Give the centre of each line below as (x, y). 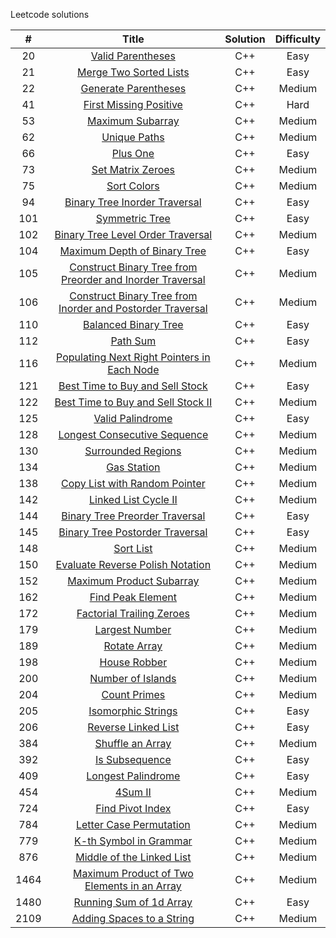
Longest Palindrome (133, 776)
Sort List (133, 548)
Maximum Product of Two (133, 873)
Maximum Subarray (133, 121)
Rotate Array (133, 646)
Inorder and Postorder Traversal (133, 308)
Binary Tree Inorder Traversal (133, 202)
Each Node (133, 369)
